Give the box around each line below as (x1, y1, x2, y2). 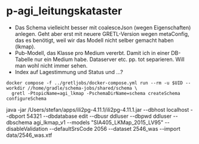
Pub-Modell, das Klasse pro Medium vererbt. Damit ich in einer (14, 49, 170, 56)
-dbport (6, 112, 26, 120)
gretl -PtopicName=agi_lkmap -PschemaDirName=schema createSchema (11, 90, 180, 96)
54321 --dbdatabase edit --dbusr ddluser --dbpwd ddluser (26, 112, 172, 120)
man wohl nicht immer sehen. (14, 62, 88, 69)
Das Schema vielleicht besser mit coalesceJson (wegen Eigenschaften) (14, 24, 191, 31)
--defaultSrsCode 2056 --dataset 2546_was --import (49, 125, 180, 132)
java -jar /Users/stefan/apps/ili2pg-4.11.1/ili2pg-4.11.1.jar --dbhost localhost (6, 106, 189, 113)
